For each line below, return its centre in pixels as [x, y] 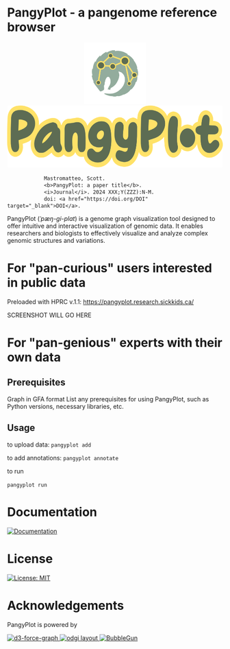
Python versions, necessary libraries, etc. [66, 406]
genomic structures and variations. [56, 240]
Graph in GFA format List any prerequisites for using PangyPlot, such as [108, 399]
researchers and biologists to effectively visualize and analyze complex [108, 233]
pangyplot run [27, 485]
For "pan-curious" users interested [110, 268]
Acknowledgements [66, 605]
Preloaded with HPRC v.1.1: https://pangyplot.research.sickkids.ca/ [101, 302]
